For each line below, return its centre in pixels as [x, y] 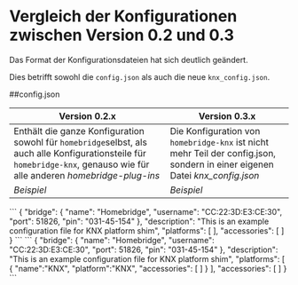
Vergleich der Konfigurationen [123, 16]
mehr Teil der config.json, [223, 153]
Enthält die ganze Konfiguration [79, 131]
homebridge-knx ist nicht [219, 142]
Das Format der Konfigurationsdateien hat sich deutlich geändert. [129, 59]
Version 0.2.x [88, 115]
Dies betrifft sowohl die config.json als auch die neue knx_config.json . [140, 76]
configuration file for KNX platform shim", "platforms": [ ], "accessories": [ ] [147, 230]
